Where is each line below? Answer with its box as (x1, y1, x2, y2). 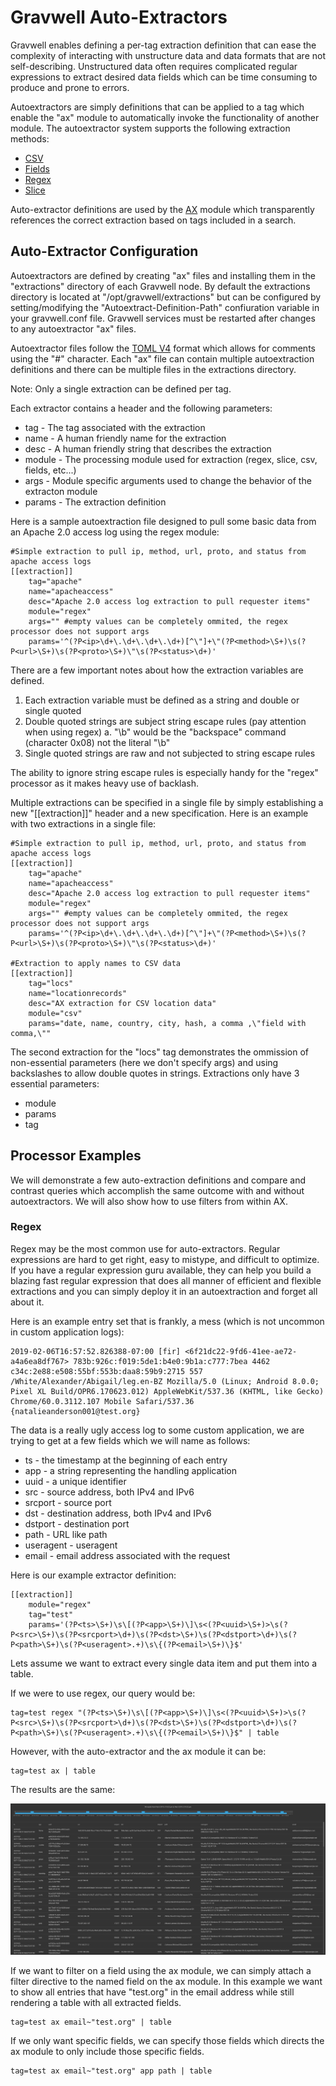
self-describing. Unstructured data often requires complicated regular (10, 60, 298, 72)
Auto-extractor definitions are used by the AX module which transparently (10, 203, 315, 215)
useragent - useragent (24, 1539, 118, 1551)
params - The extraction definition (24, 496, 167, 508)
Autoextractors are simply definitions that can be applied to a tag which (10, 101, 305, 113)
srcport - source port (24, 1496, 112, 1508)
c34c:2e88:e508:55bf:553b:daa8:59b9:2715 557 (10, 1366, 203, 1376)
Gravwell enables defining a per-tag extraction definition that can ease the (10, 39, 317, 51)
